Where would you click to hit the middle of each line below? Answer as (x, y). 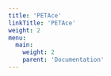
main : (25, 45)
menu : (17, 38)
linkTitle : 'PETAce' (42, 23)
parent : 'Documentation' (63, 60)
